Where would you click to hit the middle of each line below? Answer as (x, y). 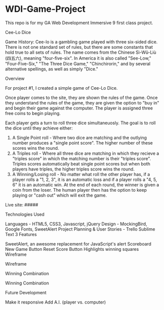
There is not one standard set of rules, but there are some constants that (79, 47)
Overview (15, 78)
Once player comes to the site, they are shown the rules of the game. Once (82, 98)
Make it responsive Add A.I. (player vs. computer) (56, 302)
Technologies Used (25, 214)
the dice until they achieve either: (39, 128)
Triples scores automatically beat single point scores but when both (81, 164)
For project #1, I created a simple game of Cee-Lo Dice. (61, 88)
